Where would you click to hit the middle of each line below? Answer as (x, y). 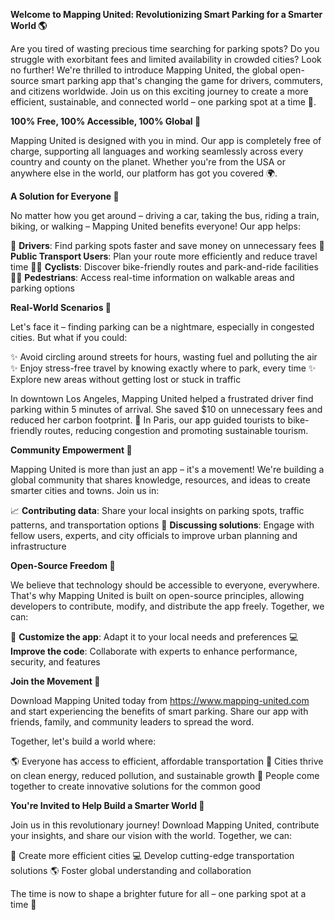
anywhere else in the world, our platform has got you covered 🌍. (144, 173)
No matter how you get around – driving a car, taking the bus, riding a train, (165, 215)
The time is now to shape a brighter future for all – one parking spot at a (158, 893)
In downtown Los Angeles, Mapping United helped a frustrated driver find (162, 398)
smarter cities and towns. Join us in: (85, 490)
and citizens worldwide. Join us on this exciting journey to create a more (159, 91)
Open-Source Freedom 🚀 (63, 565)
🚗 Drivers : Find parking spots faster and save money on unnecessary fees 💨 (167, 245)
